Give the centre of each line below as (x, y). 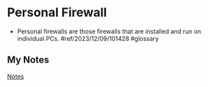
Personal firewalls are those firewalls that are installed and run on (109, 31)
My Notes (28, 60)
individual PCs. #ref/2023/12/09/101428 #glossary (88, 38)
